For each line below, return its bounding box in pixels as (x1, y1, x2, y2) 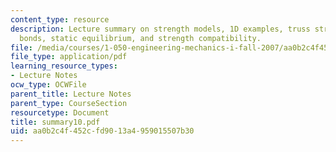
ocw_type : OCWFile (10, 80, 87, 90)
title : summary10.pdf (10, 117, 101, 127)
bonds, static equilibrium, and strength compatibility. (19, 33, 262, 43)
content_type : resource (10, 14, 110, 25)
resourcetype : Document (10, 107, 110, 118)
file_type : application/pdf (10, 52, 128, 62)
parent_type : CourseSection (10, 98, 128, 108)
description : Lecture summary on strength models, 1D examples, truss (10, 24, 311, 34)
